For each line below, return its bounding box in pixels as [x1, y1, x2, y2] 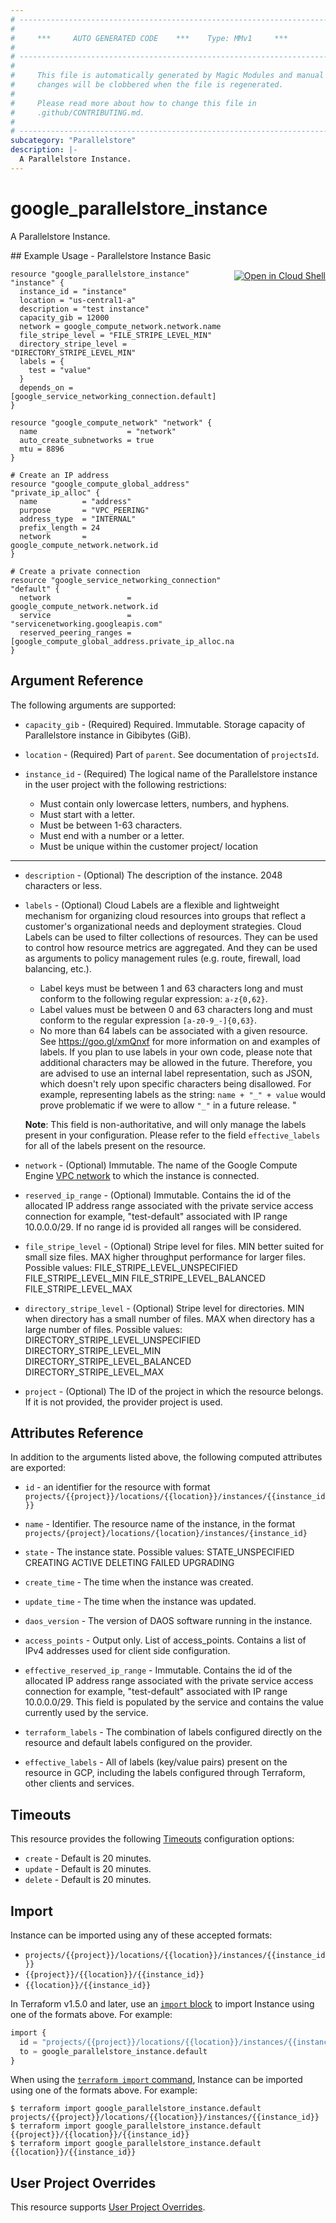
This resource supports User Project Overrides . [10, 2201, 206, 2213]
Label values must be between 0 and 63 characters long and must [39, 1003, 313, 1015]
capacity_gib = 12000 [19, 312, 110, 323]
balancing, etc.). [24, 962, 92, 975]
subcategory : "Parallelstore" [10, 136, 137, 146]
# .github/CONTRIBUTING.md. [10, 107, 145, 118]
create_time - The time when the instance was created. [24, 1576, 254, 1588]
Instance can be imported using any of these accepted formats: [10, 1929, 273, 1941]
